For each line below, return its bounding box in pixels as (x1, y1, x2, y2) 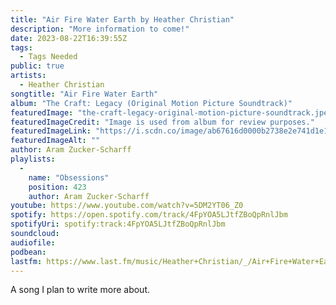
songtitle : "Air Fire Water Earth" (10, 89, 159, 99)
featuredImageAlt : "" (10, 136, 101, 146)
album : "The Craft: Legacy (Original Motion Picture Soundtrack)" (10, 98, 293, 108)
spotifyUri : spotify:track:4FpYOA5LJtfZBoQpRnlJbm (10, 219, 226, 230)
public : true (10, 61, 65, 71)
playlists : (10, 154, 56, 164)
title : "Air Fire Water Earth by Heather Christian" (10, 14, 235, 25)
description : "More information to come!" (10, 24, 190, 34)
